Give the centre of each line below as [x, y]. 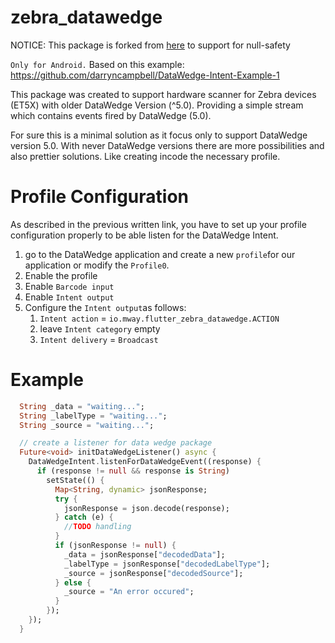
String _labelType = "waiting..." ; [93, 416]
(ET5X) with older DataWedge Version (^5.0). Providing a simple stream [157, 105]
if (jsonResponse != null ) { [115, 546]
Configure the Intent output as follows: [105, 307]
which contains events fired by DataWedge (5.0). [111, 115]
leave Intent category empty [100, 328]
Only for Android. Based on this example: [97, 64]
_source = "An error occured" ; [129, 592]
